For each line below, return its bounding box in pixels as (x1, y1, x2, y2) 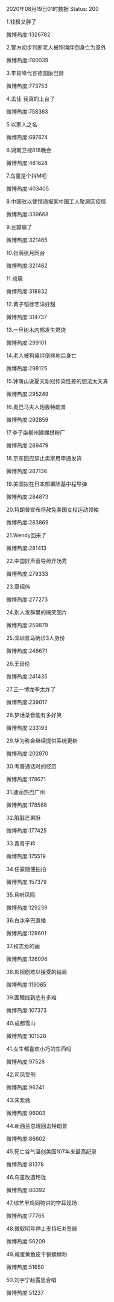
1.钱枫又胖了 (6, 18, 37, 25)
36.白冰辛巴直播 (6, 917, 46, 924)
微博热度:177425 (6, 827, 47, 834)
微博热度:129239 (6, 904, 48, 911)
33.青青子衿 (6, 840, 36, 847)
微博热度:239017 (6, 698, 48, 706)
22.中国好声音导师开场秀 (6, 558, 68, 564)
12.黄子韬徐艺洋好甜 (6, 301, 56, 308)
